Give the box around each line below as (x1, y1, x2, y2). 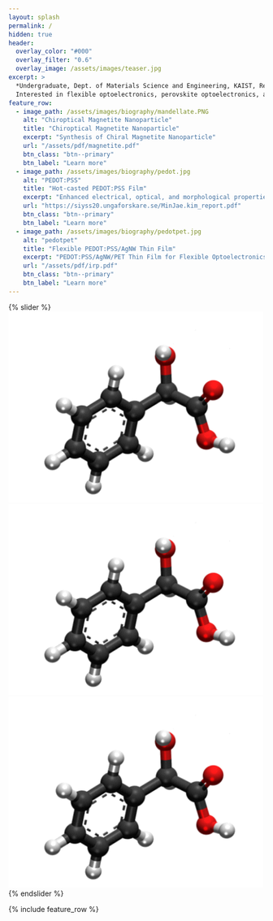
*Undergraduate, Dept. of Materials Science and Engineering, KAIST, (15, 81, 256, 89)
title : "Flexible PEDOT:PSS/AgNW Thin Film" (23, 245, 176, 253)
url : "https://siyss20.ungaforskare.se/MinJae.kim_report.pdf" (23, 202, 242, 211)
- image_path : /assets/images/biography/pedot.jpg (15, 167, 191, 176)
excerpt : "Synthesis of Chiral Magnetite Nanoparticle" (23, 133, 217, 141)
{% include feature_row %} (8, 904, 99, 914)
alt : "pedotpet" (23, 236, 79, 244)
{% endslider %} (8, 888, 64, 898)
